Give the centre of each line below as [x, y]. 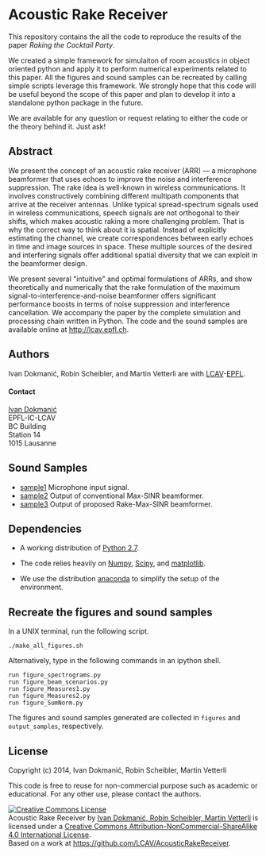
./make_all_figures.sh [46, 646]
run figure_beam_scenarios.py [58, 682]
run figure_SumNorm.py [46, 703]
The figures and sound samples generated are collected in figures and [124, 718]
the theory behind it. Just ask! [57, 126]
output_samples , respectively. [56, 726]
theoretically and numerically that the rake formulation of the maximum [124, 287]
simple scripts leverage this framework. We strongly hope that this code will [132, 86]
